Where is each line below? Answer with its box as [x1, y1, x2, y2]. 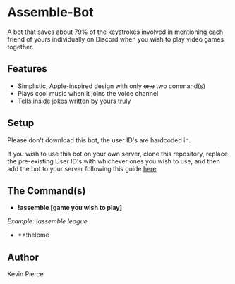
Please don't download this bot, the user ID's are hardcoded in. [7, 135, 191, 144]
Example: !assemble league [7, 217, 88, 226]
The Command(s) [7, 185, 86, 197]
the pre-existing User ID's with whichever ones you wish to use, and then [7, 156, 220, 166]
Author [7, 251, 39, 263]
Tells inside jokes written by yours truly [17, 97, 131, 105]
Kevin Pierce [7, 270, 44, 278]
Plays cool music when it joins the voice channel [17, 89, 159, 97]
